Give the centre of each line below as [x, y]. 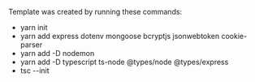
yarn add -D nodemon [57, 53]
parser [31, 45]
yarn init [34, 27]
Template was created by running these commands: [95, 12]
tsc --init [35, 71]
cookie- [234, 36]
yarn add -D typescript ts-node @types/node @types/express [124, 62]
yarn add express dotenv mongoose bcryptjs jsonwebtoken [120, 36]
